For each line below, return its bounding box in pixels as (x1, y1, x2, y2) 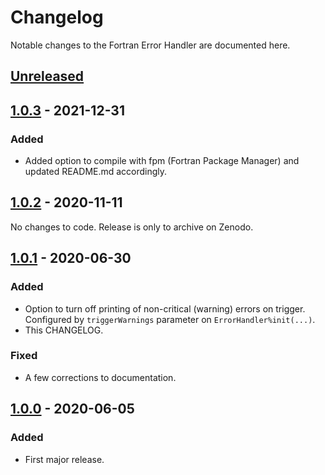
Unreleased (10, 68, 85, 85)
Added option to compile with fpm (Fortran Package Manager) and (24, 155, 300, 167)
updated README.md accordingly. (24, 166, 168, 178)
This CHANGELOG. (24, 324, 104, 336)
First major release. (24, 453, 105, 465)
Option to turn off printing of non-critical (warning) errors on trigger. (24, 302, 306, 315)
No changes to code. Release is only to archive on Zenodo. (10, 221, 254, 233)
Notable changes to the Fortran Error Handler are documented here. (10, 39, 291, 51)
